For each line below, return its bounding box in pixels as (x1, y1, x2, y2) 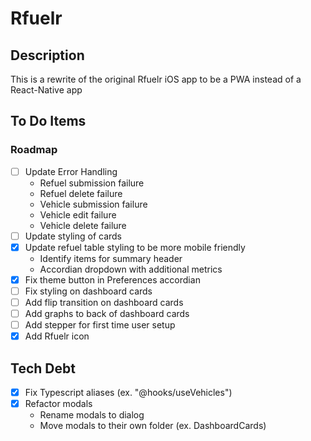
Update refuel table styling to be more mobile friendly (24, 241, 246, 253)
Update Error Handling (24, 165, 118, 177)
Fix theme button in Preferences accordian (24, 273, 201, 286)
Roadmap (10, 143, 58, 157)
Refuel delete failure (39, 187, 123, 199)
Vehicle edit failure (39, 208, 117, 221)
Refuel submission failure (39, 177, 145, 189)
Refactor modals (24, 398, 93, 410)
